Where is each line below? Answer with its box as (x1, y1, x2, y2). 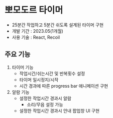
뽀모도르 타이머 (4, 4, 63, 16)
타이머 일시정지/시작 (19, 76, 59, 82)
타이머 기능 (11, 64, 34, 70)
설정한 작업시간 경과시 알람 (19, 95, 72, 101)
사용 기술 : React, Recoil (11, 34, 60, 40)
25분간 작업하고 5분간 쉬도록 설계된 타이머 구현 (11, 22, 104, 28)
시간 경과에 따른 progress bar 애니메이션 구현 (19, 83, 108, 89)
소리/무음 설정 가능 (26, 101, 63, 107)
